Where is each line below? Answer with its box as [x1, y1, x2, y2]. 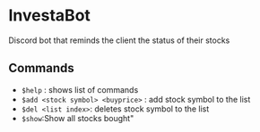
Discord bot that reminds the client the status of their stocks [8, 35, 230, 45]
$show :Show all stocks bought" [21, 112, 134, 123]
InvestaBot [8, 5, 91, 26]
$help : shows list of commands [21, 84, 139, 95]
